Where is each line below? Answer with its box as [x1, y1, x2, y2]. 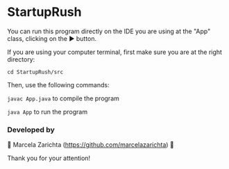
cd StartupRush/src [7, 69, 64, 75]
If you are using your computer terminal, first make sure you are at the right [7, 48, 222, 56]
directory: [7, 55, 35, 63]
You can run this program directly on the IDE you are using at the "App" [7, 27, 211, 35]
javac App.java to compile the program [7, 94, 120, 103]
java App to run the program [7, 107, 88, 116]
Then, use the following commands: [7, 80, 110, 89]
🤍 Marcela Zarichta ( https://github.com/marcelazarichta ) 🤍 [7, 141, 175, 149]
